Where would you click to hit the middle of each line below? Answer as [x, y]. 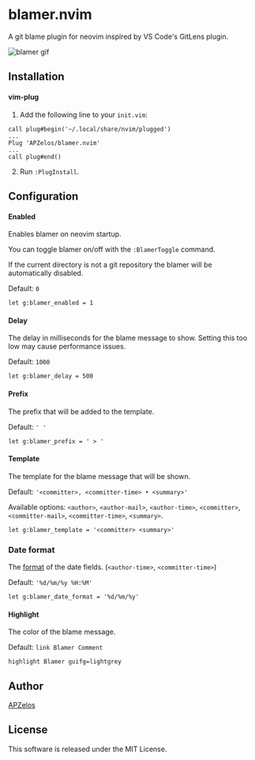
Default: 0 [24, 289]
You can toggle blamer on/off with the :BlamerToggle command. [112, 249]
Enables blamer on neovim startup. [65, 234]
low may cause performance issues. [67, 347]
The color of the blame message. [62, 632]
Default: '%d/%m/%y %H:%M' [51, 583]
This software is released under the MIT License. [88, 749]
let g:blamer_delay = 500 [51, 376]
